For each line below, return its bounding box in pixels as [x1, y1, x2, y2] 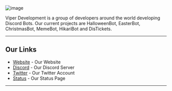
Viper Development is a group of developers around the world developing [5, 15, 160, 21]
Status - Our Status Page [12, 75, 66, 81]
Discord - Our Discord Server [12, 64, 75, 71]
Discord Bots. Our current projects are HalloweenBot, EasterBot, [5, 20, 141, 26]
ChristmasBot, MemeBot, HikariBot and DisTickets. [5, 26, 112, 32]
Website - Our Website [12, 59, 61, 65]
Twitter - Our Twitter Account [12, 70, 75, 76]
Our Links [5, 45, 37, 54]
